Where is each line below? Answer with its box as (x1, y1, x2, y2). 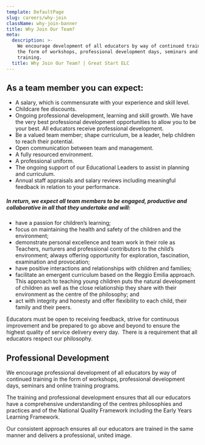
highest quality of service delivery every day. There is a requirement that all (6, 328, 198, 336)
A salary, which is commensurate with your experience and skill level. (15, 99, 190, 106)
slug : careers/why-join (6, 15, 67, 21)
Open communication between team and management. (15, 144, 154, 152)
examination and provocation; (15, 258, 90, 266)
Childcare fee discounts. (15, 105, 77, 113)
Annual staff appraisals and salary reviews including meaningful (15, 177, 176, 184)
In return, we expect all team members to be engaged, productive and (6, 197, 187, 205)
